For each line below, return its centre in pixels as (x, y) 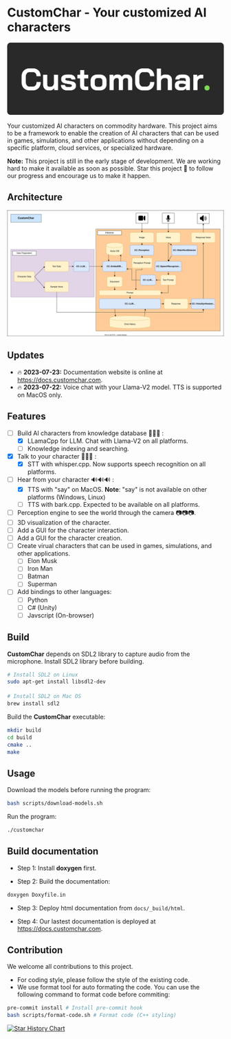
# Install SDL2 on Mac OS (44, 697)
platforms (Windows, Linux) (66, 497)
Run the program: (32, 817)
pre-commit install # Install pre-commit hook (75, 1008)
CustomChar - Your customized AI (107, 13)
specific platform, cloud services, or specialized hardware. (90, 147)
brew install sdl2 (33, 704)
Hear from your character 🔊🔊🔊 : (66, 479)
